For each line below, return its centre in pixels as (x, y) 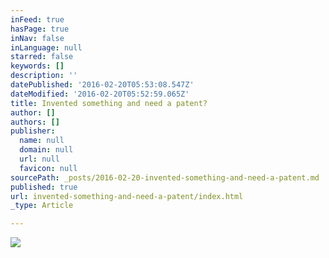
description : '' (44, 76)
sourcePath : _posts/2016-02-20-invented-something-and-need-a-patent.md (165, 177)
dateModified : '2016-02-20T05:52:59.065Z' (100, 94)
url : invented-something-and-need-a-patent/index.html (127, 196)
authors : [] (35, 122)
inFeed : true (37, 19)
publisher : (33, 131)
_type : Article (42, 206)
